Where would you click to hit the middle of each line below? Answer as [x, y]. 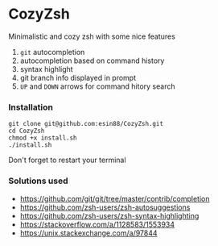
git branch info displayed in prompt [78, 77]
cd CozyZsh [27, 131]
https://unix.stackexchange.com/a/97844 [89, 233]
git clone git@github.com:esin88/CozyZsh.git [86, 124]
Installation [31, 107]
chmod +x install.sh [43, 138]
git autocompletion [52, 52]
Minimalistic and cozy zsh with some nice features [92, 36]
